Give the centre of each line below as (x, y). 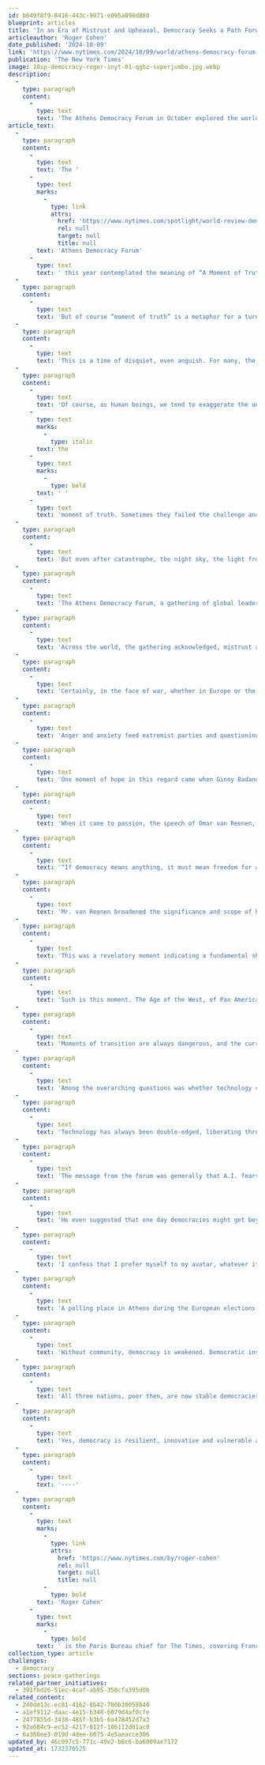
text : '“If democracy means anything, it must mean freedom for (144, 867)
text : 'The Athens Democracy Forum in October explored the (137, 119)
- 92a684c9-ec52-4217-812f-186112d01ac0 (82, 1727)
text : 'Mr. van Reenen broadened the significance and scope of (144, 912)
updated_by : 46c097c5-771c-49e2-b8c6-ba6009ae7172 (93, 1742)
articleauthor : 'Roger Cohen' (58, 38)
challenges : (28, 1661)
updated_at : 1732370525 (47, 1749)
